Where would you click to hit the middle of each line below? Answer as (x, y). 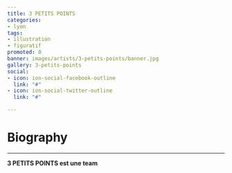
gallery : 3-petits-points (44, 65)
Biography (37, 137)
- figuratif (24, 46)
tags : (15, 33)
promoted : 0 (24, 53)
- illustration (29, 39)
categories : (24, 20)
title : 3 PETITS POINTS (41, 13)
